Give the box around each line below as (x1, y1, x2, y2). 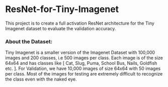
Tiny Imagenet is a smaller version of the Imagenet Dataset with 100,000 (5, 49, 155, 56)
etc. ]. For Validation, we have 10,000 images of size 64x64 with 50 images (5, 65, 161, 71)
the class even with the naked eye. (5, 76, 77, 82)
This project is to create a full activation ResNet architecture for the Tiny (5, 20, 154, 26)
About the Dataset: (5, 38, 53, 45)
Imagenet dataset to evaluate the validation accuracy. (5, 25, 116, 31)
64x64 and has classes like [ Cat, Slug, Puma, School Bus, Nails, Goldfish (5, 60, 157, 66)
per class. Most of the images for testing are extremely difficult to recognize (5, 71, 163, 77)
